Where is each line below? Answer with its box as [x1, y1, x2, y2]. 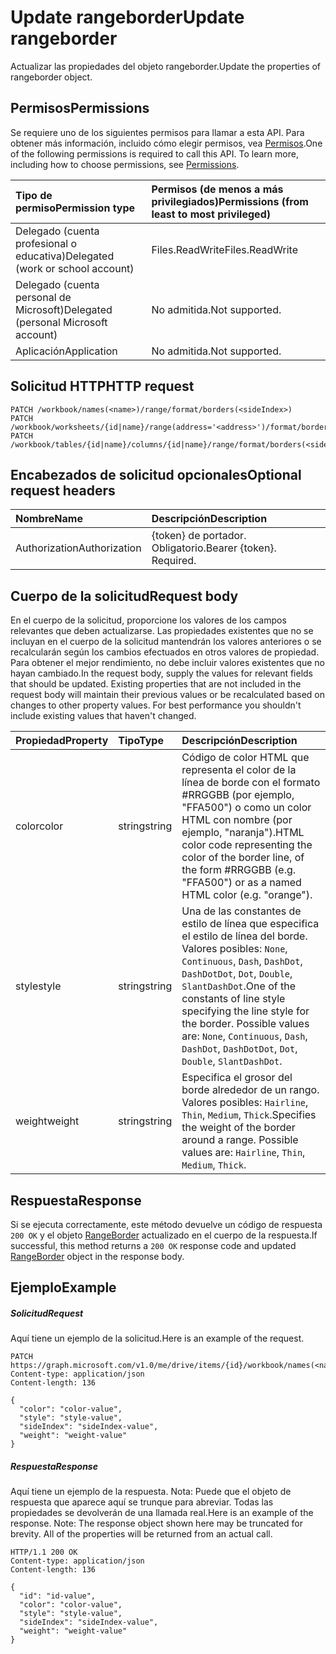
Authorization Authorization [15, 541, 142, 555]
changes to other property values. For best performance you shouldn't [10, 699, 302, 711]
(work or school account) [15, 261, 135, 275]
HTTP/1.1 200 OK [10, 1547, 78, 1558]
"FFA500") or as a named [181, 876, 302, 890]
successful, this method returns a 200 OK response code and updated [10, 1240, 297, 1251]
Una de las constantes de [181, 904, 302, 918]
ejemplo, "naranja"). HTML [181, 826, 305, 840]
